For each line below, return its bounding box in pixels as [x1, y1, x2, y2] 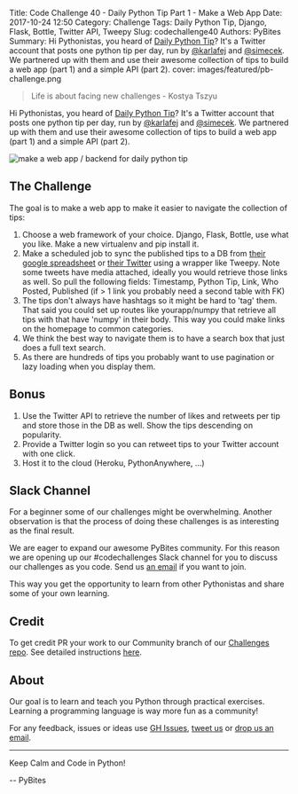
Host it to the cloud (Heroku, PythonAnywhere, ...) [21, 457, 206, 468]
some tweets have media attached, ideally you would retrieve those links [21, 266, 288, 278]
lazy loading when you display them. [21, 361, 156, 372]
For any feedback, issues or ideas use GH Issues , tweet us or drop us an [9, 723, 275, 734]
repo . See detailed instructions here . [9, 647, 142, 657]
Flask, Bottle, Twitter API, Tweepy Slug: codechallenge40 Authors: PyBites [9, 27, 281, 36]
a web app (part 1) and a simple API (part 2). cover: [9, 64, 196, 75]
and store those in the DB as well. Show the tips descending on [21, 420, 254, 430]
